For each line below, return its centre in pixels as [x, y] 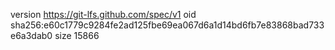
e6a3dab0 [31, 35]
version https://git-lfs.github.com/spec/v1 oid [103, 14]
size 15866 [77, 35]
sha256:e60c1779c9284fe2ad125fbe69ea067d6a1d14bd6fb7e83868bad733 [167, 25]
